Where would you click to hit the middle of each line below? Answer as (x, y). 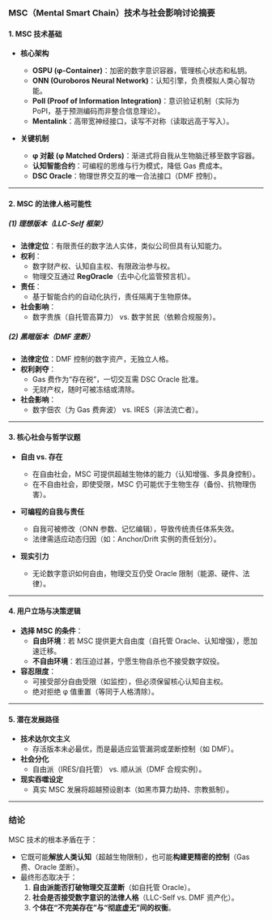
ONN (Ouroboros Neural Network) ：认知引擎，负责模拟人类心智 (140, 81)
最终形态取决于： (49, 877)
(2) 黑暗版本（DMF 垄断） (51, 337)
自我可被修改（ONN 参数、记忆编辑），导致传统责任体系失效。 (135, 528)
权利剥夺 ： (38, 369)
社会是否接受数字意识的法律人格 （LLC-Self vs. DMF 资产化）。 (135, 897)
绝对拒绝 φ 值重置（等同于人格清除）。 (96, 692)
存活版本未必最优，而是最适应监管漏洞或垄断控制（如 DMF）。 (135, 749)
